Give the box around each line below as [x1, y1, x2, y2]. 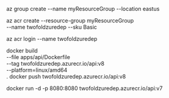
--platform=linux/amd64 [6, 66, 68, 74]
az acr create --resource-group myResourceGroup [6, 17, 134, 24]
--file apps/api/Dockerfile [6, 54, 70, 60]
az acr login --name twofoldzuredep [6, 35, 98, 42]
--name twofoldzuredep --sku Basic [6, 24, 98, 30]
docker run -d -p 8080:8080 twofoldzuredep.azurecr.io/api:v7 [6, 85, 163, 92]
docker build [6, 47, 38, 54]
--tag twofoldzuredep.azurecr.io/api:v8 [6, 60, 105, 67]
